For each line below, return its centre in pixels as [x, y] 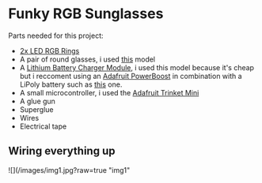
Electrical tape [43, 126]
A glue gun [37, 101]
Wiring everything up [62, 151]
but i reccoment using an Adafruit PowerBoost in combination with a [131, 76]
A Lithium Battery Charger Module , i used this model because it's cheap [137, 67]
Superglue [36, 109]
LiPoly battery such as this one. [71, 84]
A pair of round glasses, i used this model [87, 59]
